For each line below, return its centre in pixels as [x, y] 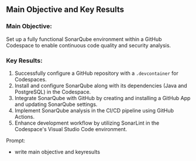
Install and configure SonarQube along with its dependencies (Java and [101, 85]
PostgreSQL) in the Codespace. [53, 92]
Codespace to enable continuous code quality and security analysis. [89, 45]
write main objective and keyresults [57, 152]
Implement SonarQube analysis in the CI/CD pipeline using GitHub [94, 110]
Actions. [25, 117]
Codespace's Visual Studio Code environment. [71, 129]
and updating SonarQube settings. [56, 104]
